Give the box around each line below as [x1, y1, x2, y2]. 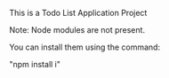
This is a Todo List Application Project [9, 8, 148, 18]
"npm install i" [9, 59, 60, 69]
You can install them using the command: [9, 42, 161, 52]
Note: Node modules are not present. [9, 25, 145, 35]
